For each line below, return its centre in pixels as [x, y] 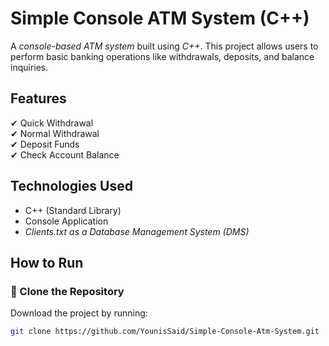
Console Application [66, 221]
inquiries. [29, 67]
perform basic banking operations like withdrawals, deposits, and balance [162, 56]
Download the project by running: [79, 313]
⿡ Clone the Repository [67, 291]
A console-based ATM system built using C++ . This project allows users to [164, 46]
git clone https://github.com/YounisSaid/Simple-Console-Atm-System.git [165, 332]
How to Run [47, 262]
